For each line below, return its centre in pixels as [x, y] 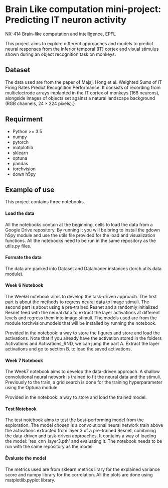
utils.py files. [18, 246]
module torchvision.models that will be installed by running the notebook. [81, 323]
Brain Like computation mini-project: [83, 9]
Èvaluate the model [26, 458]
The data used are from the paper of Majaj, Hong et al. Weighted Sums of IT [83, 82]
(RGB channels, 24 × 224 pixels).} [40, 103]
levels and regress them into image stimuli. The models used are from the [81, 318]
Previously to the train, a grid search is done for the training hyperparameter [84, 382]
